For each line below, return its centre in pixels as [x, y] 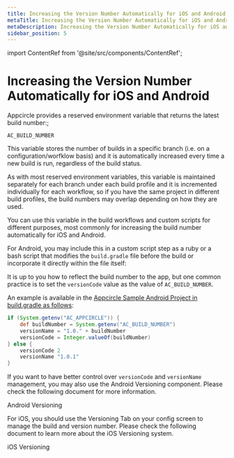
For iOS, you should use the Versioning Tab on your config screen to [105, 419]
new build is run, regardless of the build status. [75, 163]
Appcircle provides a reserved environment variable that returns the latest [113, 115]
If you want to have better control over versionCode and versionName [104, 377]
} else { [20, 344]
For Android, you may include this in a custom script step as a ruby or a [109, 249]
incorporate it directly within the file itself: [67, 263]
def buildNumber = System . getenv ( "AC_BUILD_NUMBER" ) [98, 325]
